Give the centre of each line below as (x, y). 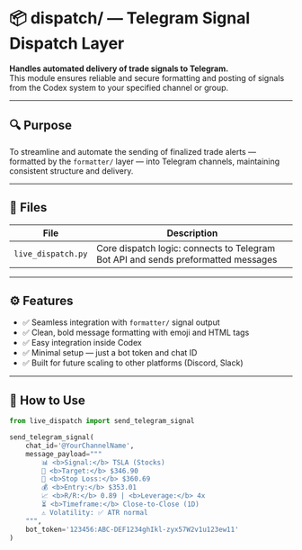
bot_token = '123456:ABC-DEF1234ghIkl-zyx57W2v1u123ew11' (133, 529)
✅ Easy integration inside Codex (82, 343)
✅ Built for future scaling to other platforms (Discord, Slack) (133, 363)
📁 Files (28, 207)
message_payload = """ (64, 454)
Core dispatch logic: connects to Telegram (186, 248)
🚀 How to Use (47, 400)
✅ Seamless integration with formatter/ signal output (121, 322)
